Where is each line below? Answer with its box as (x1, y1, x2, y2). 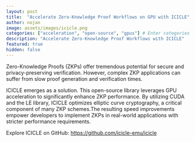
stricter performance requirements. (6, 118, 91, 125)
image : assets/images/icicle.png (6, 25, 88, 31)
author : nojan (6, 19, 41, 25)
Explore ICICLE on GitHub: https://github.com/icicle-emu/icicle (6, 129, 157, 136)
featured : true (6, 42, 43, 48)
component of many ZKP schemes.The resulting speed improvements (6, 105, 175, 112)
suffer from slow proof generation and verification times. (6, 75, 143, 82)
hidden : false (6, 47, 41, 53)
